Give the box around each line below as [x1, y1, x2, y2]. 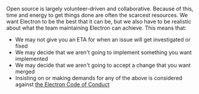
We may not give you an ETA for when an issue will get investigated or [15, 36, 191, 43]
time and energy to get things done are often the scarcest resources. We [6, 11, 188, 19]
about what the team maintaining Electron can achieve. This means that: [6, 24, 187, 31]
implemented [15, 55, 49, 62]
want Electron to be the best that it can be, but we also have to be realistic [6, 18, 192, 25]
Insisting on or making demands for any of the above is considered [15, 75, 183, 81]
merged [15, 68, 35, 75]
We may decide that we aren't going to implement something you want [15, 49, 192, 56]
